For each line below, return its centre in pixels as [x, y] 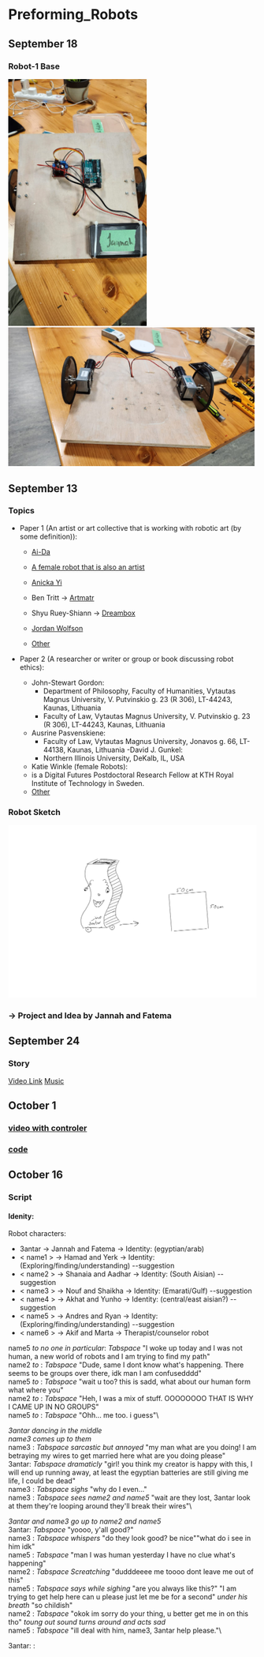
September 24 [44, 1041]
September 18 [43, 44]
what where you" [36, 1390]
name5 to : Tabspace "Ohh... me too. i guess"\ [84, 1415]
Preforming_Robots [73, 15]
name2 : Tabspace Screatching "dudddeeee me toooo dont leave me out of [131, 1572]
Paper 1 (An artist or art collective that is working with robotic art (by [130, 528]
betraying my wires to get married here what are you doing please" [117, 1456]
